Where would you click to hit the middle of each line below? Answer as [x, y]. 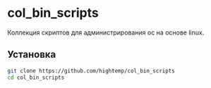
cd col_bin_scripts [36, 77]
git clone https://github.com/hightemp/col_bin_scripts [91, 71]
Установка [32, 55]
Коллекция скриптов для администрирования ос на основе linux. [106, 32]
